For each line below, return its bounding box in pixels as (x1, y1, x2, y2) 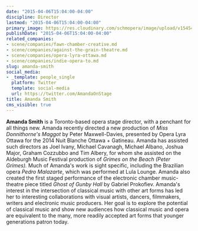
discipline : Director (6, 14, 60, 20)
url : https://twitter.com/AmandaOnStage (11, 91, 112, 97)
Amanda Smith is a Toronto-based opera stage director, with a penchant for (6, 118, 192, 125)
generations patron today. (6, 218, 69, 225)
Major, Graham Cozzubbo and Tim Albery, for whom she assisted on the (6, 149, 181, 156)
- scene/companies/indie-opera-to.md (6, 58, 99, 64)
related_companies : (6, 36, 54, 42)
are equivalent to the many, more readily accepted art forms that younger (6, 212, 184, 219)
